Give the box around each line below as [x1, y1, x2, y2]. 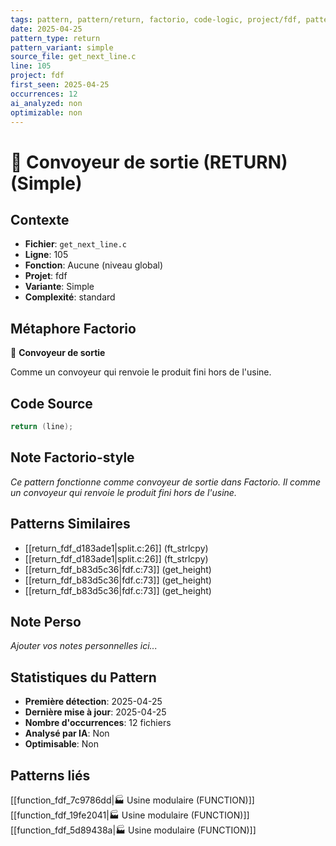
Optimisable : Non [24, 738, 100, 750]
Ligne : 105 [24, 249, 69, 261]
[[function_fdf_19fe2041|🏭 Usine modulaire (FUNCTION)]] [10, 809, 250, 821]
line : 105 [10, 61, 52, 71]
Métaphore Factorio [10, 320, 137, 337]
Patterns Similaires [10, 516, 131, 533]
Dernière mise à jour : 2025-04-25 [24, 706, 167, 718]
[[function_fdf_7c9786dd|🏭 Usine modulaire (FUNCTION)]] [10, 794, 255, 806]
